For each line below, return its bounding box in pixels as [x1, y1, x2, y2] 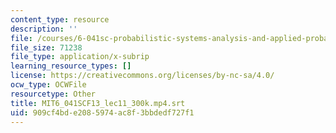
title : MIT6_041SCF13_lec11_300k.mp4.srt [10, 98, 186, 108]
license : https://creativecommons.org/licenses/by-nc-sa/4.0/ [10, 71, 275, 81]
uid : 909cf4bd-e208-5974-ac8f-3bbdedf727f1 [10, 107, 195, 118]
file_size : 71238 [10, 42, 83, 53]
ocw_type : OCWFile [10, 80, 87, 90]
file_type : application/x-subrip [10, 52, 150, 62]
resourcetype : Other [10, 89, 97, 99]
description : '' [10, 24, 78, 34]
